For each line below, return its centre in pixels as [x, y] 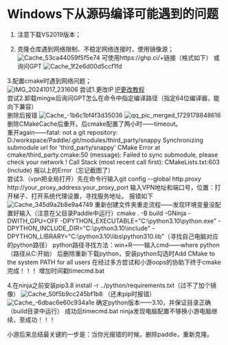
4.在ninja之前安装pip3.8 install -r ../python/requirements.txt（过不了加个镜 [112, 285]
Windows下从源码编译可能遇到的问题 [113, 14]
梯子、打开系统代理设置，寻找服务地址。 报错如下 [83, 196]
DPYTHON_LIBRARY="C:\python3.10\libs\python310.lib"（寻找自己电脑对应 [113, 236]
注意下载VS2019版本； [49, 34]
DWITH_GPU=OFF [33, 221]
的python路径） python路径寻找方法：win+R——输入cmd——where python [113, 245]
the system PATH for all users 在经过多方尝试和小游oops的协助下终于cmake [114, 262]
